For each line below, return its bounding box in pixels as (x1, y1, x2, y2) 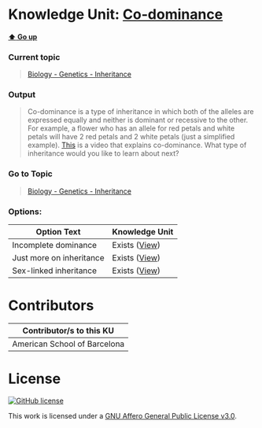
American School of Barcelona (12, 338, 125, 349)
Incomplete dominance (12, 239, 97, 250)
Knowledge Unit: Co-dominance (8, 6, 223, 24)
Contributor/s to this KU (22, 325, 115, 336)
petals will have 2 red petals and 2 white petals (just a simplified (27, 132, 235, 142)
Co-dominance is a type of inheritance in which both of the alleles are (27, 107, 254, 116)
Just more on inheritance (12, 252, 105, 263)
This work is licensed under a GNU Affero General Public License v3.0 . (8, 411, 238, 420)
